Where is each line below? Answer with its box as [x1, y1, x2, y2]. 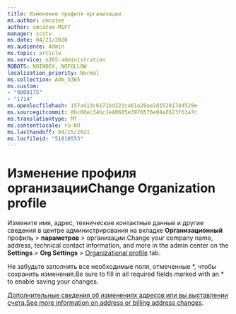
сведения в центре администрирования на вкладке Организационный [7, 227, 223, 235]
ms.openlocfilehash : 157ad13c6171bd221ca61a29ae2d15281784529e [7, 102, 198, 109]
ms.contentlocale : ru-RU [7, 121, 81, 129]
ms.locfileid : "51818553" [7, 135, 83, 142]
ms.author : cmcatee [7, 17, 65, 24]
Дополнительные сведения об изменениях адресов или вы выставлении [7, 291, 228, 300]
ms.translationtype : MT [7, 115, 78, 122]
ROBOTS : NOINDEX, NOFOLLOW [7, 63, 87, 70]
